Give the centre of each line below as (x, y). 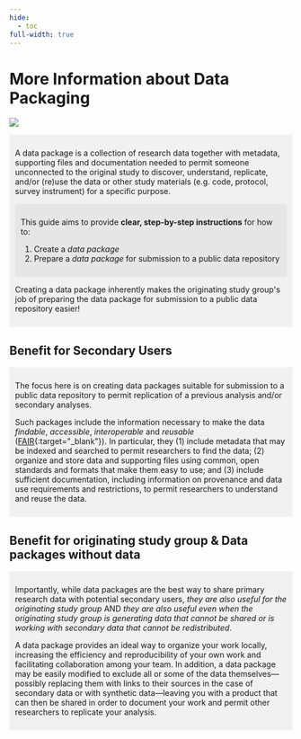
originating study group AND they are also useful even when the (134, 609)
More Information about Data (120, 79)
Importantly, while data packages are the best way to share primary (140, 589)
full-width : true (42, 34)
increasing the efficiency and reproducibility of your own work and (138, 654)
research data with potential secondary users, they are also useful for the (151, 599)
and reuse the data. (51, 499)
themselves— (254, 673)
